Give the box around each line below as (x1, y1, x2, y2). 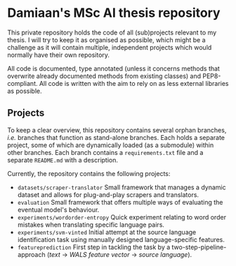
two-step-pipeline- (171, 243, 227, 251)
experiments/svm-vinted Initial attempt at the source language (17, 227, 197, 236)
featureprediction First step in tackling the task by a (17, 243, 171, 251)
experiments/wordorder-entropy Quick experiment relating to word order (17, 213, 227, 221)
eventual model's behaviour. (17, 205, 100, 214)
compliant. (7, 79, 38, 87)
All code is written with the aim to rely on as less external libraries (39, 79, 230, 87)
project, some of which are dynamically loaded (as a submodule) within (7, 141, 214, 149)
